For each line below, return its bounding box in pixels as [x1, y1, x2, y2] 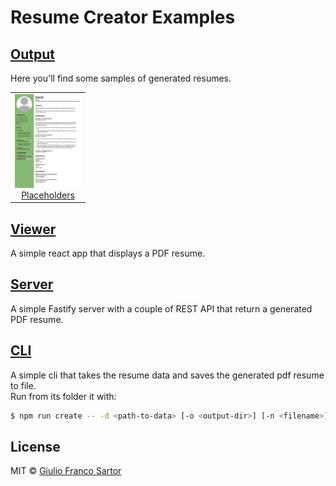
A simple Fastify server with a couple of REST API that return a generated [10, 302, 313, 315]
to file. [10, 379, 37, 391]
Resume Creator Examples [10, 6, 236, 29]
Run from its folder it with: [10, 390, 117, 402]
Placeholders [21, 189, 75, 201]
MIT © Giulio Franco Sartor [10, 465, 122, 477]
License [10, 438, 61, 455]
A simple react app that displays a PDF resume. [10, 247, 206, 260]
